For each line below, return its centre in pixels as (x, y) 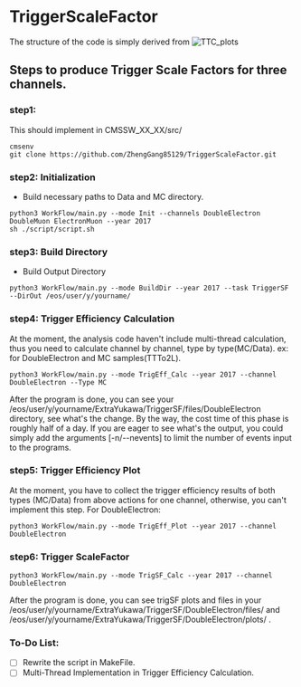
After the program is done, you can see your (92, 399)
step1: (23, 110)
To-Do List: (34, 643)
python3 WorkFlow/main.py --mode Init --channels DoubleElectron (135, 213)
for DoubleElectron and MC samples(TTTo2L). (95, 358)
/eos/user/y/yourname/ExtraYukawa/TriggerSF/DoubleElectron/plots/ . (140, 620)
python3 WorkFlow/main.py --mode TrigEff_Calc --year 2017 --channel (143, 374)
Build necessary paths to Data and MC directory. (113, 196)
